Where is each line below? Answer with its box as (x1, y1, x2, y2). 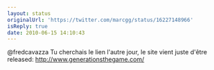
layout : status (7, 10, 51, 17)
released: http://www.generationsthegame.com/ (7, 56, 145, 64)
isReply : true (7, 23, 48, 30)
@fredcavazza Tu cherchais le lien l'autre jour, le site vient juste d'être (7, 48, 208, 56)
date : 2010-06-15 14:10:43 (7, 29, 85, 36)
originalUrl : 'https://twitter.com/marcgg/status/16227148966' (7, 16, 194, 23)
